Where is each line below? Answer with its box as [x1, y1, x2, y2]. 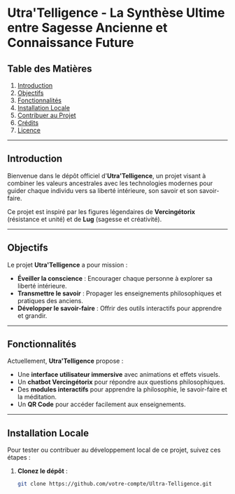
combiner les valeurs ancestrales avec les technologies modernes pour [7, 179, 213, 187]
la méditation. [17, 393, 57, 401]
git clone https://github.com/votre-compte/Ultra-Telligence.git [17, 481, 212, 488]
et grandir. [17, 311, 48, 320]
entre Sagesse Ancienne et [7, 20, 168, 36]
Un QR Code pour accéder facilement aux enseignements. [17, 400, 186, 408]
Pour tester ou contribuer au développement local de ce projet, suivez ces [7, 446, 221, 454]
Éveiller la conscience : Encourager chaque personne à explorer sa [17, 274, 213, 282]
